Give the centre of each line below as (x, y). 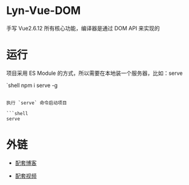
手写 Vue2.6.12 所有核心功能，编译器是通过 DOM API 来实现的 (83, 28)
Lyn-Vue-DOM (44, 11)
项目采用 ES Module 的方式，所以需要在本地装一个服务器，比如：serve (94, 73)
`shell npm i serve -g (32, 85)
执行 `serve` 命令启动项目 (37, 103)
